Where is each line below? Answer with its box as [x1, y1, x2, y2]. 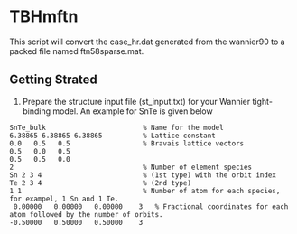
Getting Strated [9, 72, 97, 88]
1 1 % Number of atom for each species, [9, 186, 281, 195]
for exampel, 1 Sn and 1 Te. [9, 194, 119, 203]
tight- [252, 96, 274, 107]
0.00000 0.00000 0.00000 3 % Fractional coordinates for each [13, 201, 289, 211]
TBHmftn [9, 6, 79, 27]
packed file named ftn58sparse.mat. [9, 45, 144, 56]
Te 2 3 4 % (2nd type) [9, 178, 192, 187]
